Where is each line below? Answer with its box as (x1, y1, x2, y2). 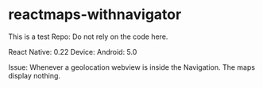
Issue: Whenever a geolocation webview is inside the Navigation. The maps (8, 62, 256, 72)
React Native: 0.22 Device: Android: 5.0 (8, 47, 137, 56)
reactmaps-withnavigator (8, 6, 182, 24)
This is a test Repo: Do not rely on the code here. (8, 32, 168, 41)
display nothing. (8, 71, 61, 80)
